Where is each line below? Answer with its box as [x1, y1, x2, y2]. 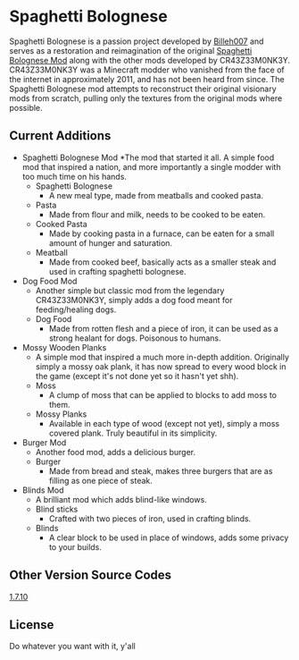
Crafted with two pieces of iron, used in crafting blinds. [48, 512, 252, 524]
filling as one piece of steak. [48, 475, 154, 486]
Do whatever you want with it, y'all [9, 641, 136, 652]
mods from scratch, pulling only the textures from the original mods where [9, 92, 283, 104]
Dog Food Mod [21, 275, 78, 286]
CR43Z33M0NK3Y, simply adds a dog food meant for [35, 294, 233, 305]
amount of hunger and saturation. [48, 237, 172, 248]
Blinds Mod [21, 485, 64, 495]
